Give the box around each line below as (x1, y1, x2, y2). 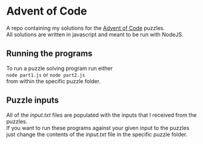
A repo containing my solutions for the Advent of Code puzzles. (6, 24, 165, 32)
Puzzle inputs (6, 95, 59, 106)
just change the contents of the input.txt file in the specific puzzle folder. (6, 131, 188, 138)
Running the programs (6, 49, 93, 59)
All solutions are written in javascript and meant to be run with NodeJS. (6, 30, 184, 38)
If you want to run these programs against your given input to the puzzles (6, 124, 190, 131)
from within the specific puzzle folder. (6, 77, 101, 84)
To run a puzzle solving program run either (6, 64, 113, 72)
